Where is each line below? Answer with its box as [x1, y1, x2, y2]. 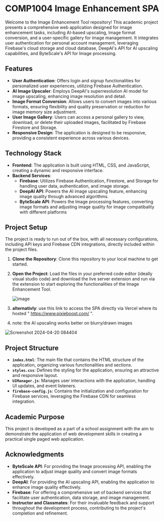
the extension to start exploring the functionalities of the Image [12, 281, 140, 287]
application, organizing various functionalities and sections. [12, 362, 132, 368]
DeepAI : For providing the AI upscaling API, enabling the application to [12, 479, 155, 485]
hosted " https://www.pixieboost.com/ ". [12, 311, 94, 317]
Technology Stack [5, 149, 62, 157]
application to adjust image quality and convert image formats [12, 469, 137, 474]
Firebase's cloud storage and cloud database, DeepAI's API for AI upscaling [5, 45, 158, 51]
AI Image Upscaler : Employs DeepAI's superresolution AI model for [12, 88, 148, 94]
